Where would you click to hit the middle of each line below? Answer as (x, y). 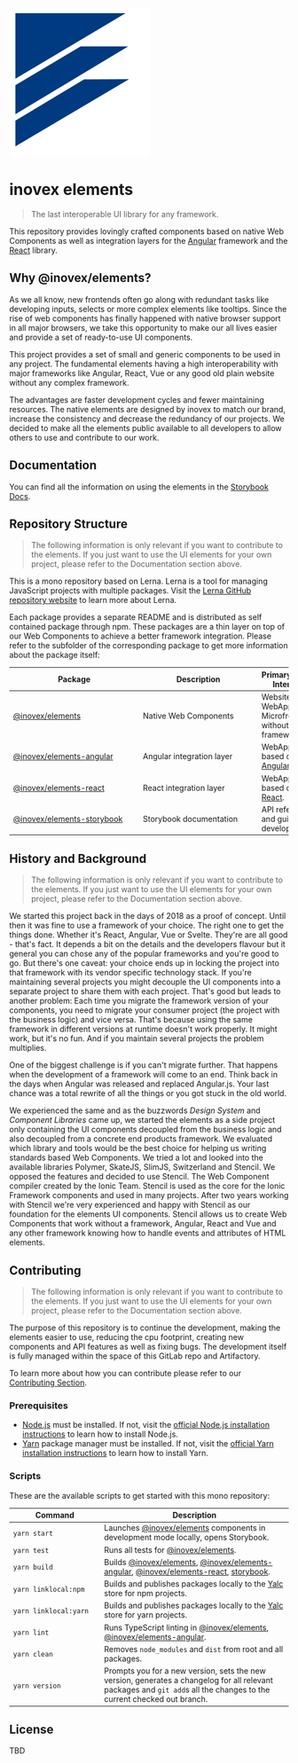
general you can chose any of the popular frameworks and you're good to (144, 954)
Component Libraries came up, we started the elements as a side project (142, 1120)
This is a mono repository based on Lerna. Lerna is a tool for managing (138, 581)
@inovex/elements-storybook (68, 819)
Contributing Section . (48, 1383)
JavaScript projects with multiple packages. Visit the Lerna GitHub (130, 591)
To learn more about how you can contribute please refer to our (125, 1373)
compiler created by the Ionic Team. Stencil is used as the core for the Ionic (147, 1186)
